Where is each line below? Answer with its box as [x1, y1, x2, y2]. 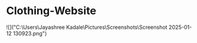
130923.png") [13, 29, 47, 37]
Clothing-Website [6, 4, 97, 18]
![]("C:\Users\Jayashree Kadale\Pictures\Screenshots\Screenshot [6, 24, 168, 31]
